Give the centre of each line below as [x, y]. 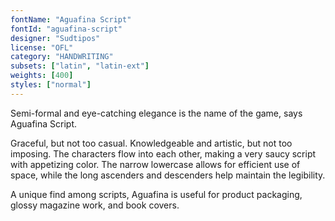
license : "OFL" [42, 47]
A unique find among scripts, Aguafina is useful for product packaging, [156, 194]
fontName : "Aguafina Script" [71, 19]
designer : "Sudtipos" [55, 38]
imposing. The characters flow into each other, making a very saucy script [163, 153]
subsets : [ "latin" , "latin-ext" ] [80, 66]
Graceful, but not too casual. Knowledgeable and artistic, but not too [151, 143]
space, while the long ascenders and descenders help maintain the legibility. [168, 175]
